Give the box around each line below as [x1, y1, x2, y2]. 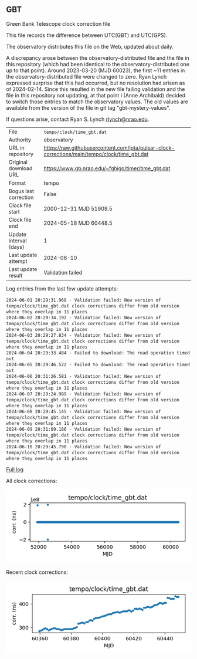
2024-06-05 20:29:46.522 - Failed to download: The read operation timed [6, 361, 191, 367]
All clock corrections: [6, 477, 57, 484]
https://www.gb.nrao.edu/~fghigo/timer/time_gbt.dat [43, 165, 171, 172]
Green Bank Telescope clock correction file [6, 20, 111, 27]
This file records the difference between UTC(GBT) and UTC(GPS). [6, 32, 168, 39]
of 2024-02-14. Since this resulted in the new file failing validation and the [6, 85, 185, 93]
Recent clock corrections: [6, 569, 69, 576]
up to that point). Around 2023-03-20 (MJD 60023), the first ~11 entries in [6, 67, 185, 74]
